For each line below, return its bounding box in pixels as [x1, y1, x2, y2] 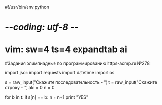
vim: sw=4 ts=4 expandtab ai [5, 44, 128, 55]
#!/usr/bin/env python [5, 4, 49, 10]
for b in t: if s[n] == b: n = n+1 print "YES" [5, 94, 89, 100]
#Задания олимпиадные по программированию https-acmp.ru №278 [5, 60, 150, 66]
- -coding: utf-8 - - [5, 22, 79, 33]
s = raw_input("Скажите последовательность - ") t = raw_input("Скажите [5, 79, 157, 85]
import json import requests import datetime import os [5, 70, 115, 76]
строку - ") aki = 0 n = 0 [5, 85, 55, 91]
